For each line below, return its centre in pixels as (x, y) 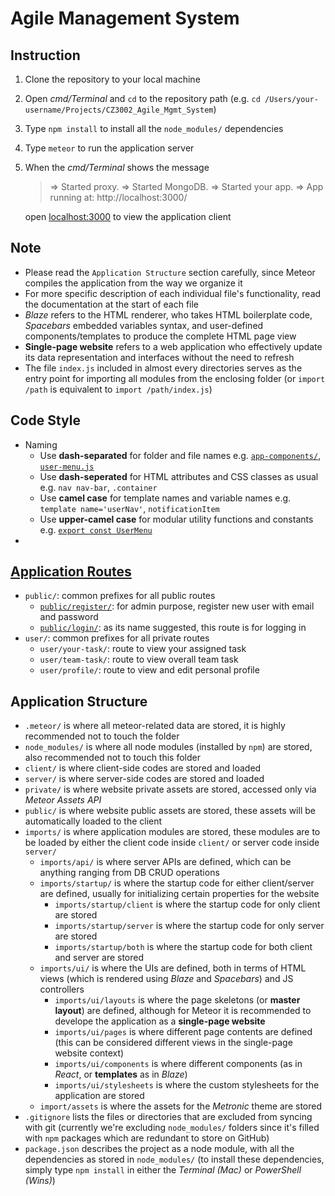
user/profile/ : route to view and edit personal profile (149, 670)
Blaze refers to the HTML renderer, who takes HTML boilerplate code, (168, 314)
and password (69, 617)
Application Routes (71, 572)
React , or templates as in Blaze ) (121, 1074)
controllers (62, 989)
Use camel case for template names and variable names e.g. (165, 498)
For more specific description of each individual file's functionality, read (173, 293)
